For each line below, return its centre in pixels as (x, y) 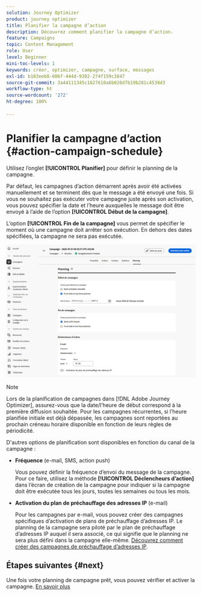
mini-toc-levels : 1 (31, 63)
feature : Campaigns (31, 38)
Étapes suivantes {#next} (55, 566)
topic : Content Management (40, 45)
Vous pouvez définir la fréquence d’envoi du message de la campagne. (103, 472)
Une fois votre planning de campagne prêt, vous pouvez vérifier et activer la (100, 580)
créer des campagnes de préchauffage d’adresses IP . (82, 547)
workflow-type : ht (29, 89)
